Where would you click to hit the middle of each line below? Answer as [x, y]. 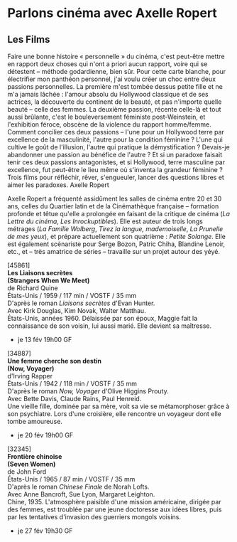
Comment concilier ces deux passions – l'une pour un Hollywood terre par [116, 132]
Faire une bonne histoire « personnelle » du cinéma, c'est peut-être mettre [116, 56]
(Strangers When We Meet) [49, 280]
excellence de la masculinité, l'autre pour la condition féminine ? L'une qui [115, 139]
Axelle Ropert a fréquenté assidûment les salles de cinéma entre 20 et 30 [115, 198]
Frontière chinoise [35, 456]
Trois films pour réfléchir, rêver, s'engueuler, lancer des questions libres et [116, 177]
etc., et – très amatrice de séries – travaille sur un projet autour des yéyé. [114, 251]
